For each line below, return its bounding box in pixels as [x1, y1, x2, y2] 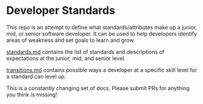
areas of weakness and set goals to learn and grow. [6, 36, 135, 44]
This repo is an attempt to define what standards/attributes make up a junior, [6, 24, 198, 31]
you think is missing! [6, 91, 58, 98]
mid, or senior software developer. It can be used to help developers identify [6, 30, 198, 37]
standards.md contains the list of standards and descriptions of [6, 48, 165, 55]
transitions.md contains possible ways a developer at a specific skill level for [6, 66, 198, 73]
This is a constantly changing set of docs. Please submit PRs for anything [6, 84, 190, 91]
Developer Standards [6, 4, 115, 18]
